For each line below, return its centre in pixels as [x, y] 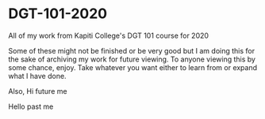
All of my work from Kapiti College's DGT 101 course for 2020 [108, 35]
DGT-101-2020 [58, 14]
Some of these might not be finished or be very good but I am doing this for [132, 50]
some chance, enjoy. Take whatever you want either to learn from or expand [133, 67]
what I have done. [37, 76]
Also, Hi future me [38, 91]
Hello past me [31, 106]
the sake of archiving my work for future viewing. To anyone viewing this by [132, 59]
